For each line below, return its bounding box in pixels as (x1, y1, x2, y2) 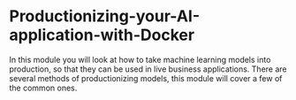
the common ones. (9, 82, 78, 93)
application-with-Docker (9, 25, 195, 45)
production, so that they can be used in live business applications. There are (9, 64, 287, 74)
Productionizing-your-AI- (9, 6, 201, 27)
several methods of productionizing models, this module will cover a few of (9, 73, 283, 83)
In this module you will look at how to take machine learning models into (9, 54, 271, 65)
